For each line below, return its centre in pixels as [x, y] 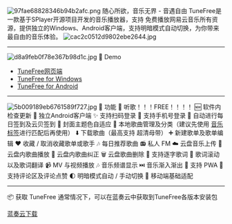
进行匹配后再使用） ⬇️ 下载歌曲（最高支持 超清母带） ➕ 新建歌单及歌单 [118, 133]
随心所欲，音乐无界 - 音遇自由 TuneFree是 [162, 11]
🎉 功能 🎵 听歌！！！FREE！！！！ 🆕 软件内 [160, 107]
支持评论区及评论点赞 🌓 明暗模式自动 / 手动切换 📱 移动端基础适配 [100, 176]
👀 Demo [110, 57]
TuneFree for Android [47, 86]
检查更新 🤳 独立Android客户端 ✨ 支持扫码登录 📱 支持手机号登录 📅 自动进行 [112, 115]
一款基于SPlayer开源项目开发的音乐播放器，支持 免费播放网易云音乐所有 [109, 19]
